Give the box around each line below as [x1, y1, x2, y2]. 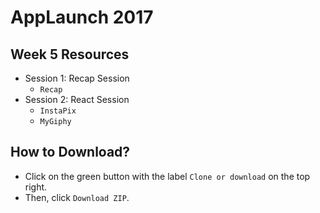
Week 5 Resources [10, 46, 130, 63]
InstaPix [39, 106, 77, 116]
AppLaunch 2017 [10, 6, 154, 29]
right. [24, 181, 48, 193]
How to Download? [10, 144, 131, 161]
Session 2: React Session [24, 94, 130, 105]
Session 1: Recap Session [24, 72, 130, 84]
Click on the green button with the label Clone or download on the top [24, 170, 311, 182]
